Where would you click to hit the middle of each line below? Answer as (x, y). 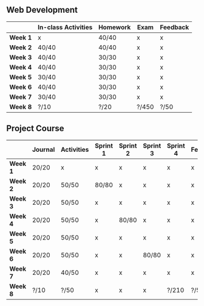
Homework (114, 27)
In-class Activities (65, 27)
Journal (44, 149)
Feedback (175, 27)
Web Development (42, 10)
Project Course (36, 128)
